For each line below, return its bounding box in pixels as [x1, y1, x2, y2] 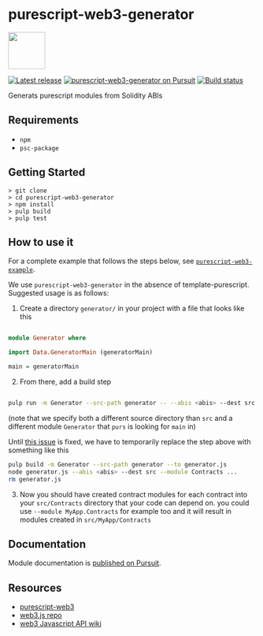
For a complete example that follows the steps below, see [8, 256, 194, 266]
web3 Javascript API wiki [19, 619, 102, 628]
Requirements [8, 113, 79, 127]
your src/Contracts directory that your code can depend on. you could [19, 498, 250, 508]
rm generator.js [8, 475, 61, 483]
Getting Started [8, 166, 86, 179]
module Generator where [8, 334, 87, 342]
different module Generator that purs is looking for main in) [8, 422, 197, 431]
